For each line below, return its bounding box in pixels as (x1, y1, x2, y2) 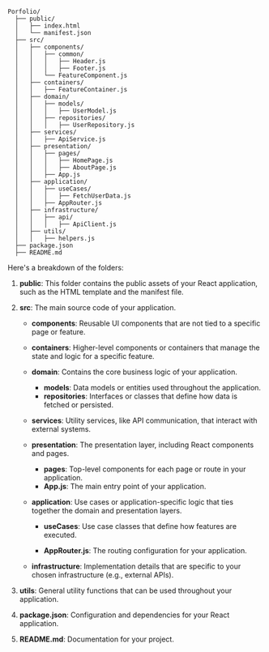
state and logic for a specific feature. (31, 352, 155, 360)
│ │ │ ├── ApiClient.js (15, 220, 117, 228)
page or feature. (31, 327, 86, 336)
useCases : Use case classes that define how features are (43, 522, 237, 531)
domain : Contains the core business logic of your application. (31, 367, 238, 377)
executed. (43, 531, 78, 539)
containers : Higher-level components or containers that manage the (31, 343, 260, 352)
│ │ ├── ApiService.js (15, 135, 106, 143)
